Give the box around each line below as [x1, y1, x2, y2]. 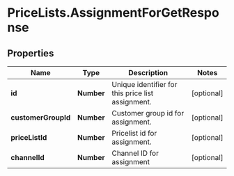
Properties [7, 47, 54, 59]
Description [128, 68, 169, 77]
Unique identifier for [111, 80, 178, 89]
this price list [111, 88, 154, 98]
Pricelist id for [111, 129, 157, 138]
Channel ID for [111, 148, 159, 158]
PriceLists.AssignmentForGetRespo [7, 5, 219, 21]
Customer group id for [111, 109, 185, 118]
